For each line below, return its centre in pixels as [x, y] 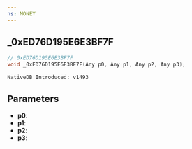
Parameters [33, 99]
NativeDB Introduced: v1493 [48, 78]
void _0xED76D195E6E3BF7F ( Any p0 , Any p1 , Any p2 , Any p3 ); [97, 65]
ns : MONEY [22, 14]
